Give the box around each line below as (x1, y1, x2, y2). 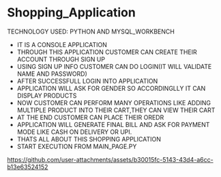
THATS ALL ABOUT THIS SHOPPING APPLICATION (16, 135, 162, 143)
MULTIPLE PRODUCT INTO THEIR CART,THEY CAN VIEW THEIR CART (16, 106, 216, 114)
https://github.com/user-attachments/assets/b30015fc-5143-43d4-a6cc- (7, 155, 213, 163)
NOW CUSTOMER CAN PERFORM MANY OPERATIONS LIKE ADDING (16, 98, 211, 107)
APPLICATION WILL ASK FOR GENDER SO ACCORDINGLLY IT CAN (16, 84, 206, 92)
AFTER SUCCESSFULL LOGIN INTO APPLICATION (16, 77, 158, 85)
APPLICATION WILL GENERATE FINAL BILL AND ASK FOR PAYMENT (16, 120, 210, 128)
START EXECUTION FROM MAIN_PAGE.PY (16, 142, 137, 150)
